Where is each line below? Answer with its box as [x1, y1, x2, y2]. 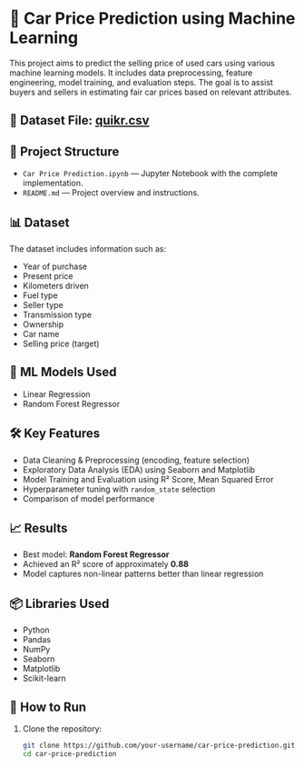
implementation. [22, 177, 83, 189]
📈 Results [9, 520, 68, 535]
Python [22, 624, 50, 635]
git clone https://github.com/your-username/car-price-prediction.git [22, 741, 296, 751]
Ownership [22, 318, 64, 330]
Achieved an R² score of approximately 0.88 [22, 559, 189, 570]
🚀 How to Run [9, 699, 87, 714]
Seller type [22, 299, 64, 310]
